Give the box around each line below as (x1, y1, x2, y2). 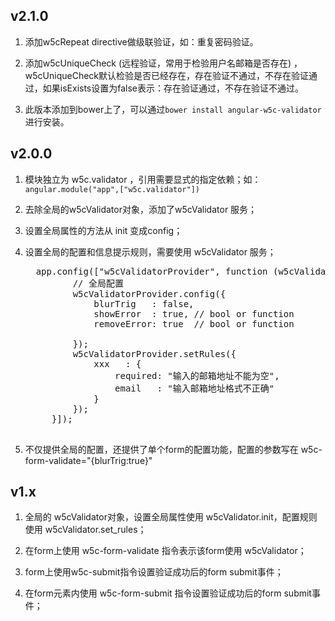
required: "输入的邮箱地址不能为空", (114, 370, 280, 381)
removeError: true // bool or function (93, 318, 295, 329)
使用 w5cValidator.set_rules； (24, 524, 147, 536)
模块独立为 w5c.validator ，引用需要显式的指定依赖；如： (24, 173, 262, 185)
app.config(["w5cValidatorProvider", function (35, 265, 268, 277)
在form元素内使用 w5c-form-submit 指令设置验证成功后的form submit (24, 587, 312, 599)
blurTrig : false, (93, 298, 195, 309)
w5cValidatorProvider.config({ (72, 288, 227, 299)
